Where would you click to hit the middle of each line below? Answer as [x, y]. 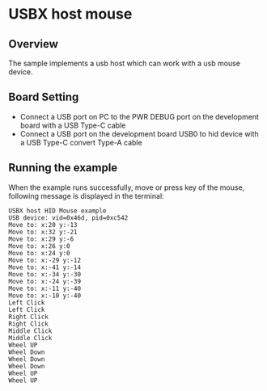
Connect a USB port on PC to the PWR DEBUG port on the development [139, 116]
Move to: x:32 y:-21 [43, 232]
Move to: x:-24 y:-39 [45, 281]
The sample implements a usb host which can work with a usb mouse [125, 63]
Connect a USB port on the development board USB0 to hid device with [139, 133]
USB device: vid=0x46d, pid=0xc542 [68, 218]
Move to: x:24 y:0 [39, 253]
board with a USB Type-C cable [73, 125]
